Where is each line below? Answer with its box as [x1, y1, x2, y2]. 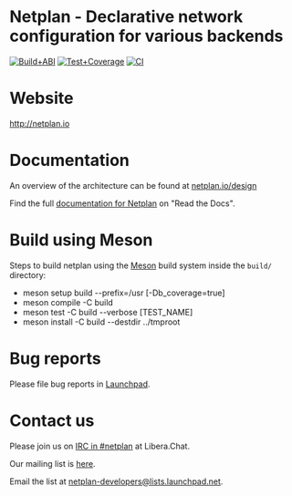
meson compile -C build [22, 296, 114, 307]
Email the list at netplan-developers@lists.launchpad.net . [9, 476, 224, 487]
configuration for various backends [9, 26, 284, 46]
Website [9, 88, 74, 108]
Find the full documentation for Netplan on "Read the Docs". [9, 198, 235, 209]
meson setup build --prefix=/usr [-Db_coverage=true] [22, 287, 225, 298]
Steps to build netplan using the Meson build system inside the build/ [9, 260, 272, 271]
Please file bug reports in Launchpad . [9, 378, 151, 389]
